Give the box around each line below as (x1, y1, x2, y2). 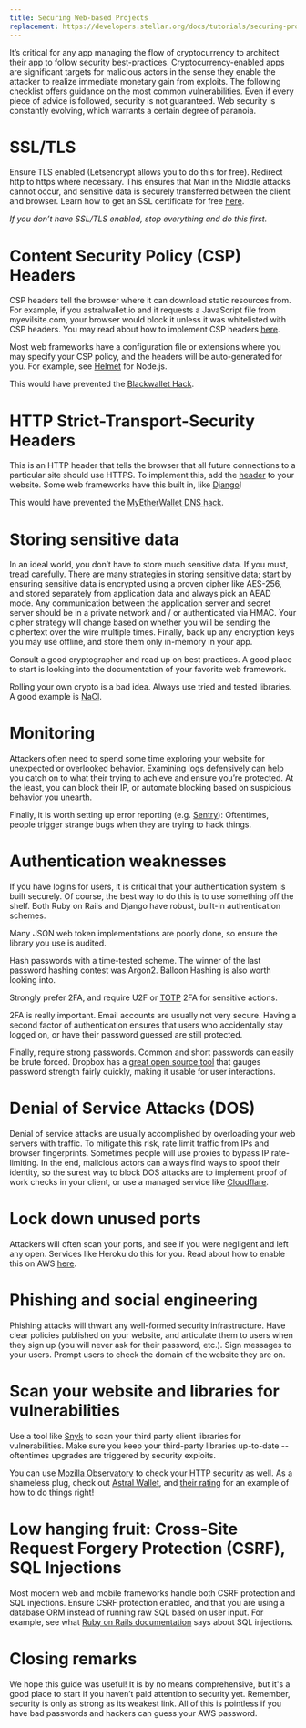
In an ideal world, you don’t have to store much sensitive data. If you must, (9, 559, 289, 570)
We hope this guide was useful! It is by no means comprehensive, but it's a (9, 1678, 291, 1690)
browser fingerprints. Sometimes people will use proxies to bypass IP (9, 1148, 270, 1159)
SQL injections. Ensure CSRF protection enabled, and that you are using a (9, 1597, 285, 1608)
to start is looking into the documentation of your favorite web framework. (9, 664, 287, 675)
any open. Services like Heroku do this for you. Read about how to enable (9, 1249, 285, 1259)
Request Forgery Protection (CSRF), (9, 1539, 285, 1559)
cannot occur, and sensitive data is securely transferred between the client (9, 186, 291, 197)
